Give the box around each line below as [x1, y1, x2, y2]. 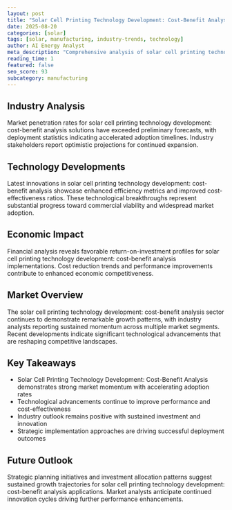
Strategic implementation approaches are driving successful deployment [17, 427, 224, 435]
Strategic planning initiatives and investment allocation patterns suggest [7, 473, 213, 482]
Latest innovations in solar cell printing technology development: [7, 179, 191, 187]
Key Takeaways [7, 358, 77, 369]
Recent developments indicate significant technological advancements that [7, 330, 221, 338]
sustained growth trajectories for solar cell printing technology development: [7, 480, 225, 489]
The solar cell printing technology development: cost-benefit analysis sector [7, 308, 224, 316]
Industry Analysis [7, 100, 85, 112]
